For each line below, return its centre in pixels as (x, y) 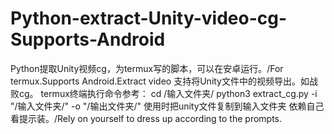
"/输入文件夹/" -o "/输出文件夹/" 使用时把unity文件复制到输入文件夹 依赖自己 (167, 106)
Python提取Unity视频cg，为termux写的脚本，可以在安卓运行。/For (147, 68)
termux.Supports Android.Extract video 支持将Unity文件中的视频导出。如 (160, 81)
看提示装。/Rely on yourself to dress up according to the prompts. (146, 118)
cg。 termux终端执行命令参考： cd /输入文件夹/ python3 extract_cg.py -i (168, 93)
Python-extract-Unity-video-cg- (149, 18)
